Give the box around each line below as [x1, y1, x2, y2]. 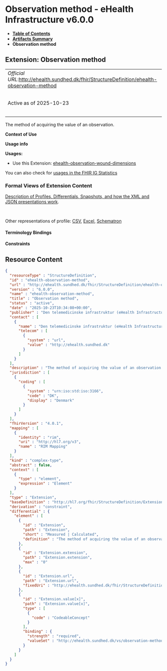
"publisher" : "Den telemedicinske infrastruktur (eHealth [9, 310, 135, 315]
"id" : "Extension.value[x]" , [23, 597, 85, 602]
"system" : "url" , [27, 338, 66, 343]
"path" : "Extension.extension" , [23, 555, 92, 560]
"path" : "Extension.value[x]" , [23, 601, 90, 606]
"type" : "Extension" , [9, 495, 57, 500]
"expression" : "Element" [18, 481, 72, 486]
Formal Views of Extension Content [5, 182, 92, 189]
